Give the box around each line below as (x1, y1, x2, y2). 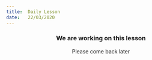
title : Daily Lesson (6, 8, 61, 15)
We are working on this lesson (56, 34, 146, 43)
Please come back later (71, 47, 130, 55)
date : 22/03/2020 (6, 14, 55, 20)
